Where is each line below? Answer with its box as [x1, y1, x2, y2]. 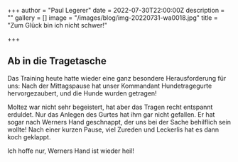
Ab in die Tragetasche [7, 55, 107, 67]
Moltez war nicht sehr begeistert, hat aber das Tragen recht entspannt [7, 103, 213, 111]
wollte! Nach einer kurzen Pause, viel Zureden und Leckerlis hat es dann [7, 125, 220, 134]
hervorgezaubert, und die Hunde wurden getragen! [7, 88, 158, 98]
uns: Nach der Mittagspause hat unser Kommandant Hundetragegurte [7, 81, 212, 90]
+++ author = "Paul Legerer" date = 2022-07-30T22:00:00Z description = [7, 6, 225, 14]
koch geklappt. [7, 132, 51, 141]
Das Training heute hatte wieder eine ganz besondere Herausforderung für [7, 74, 227, 82]
